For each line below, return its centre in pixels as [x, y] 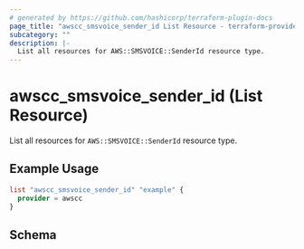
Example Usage [54, 169]
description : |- [40, 43]
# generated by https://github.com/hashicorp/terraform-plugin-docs [141, 18]
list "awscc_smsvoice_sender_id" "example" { [96, 190]
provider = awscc [50, 198]
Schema [33, 235]
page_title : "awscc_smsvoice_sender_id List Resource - [117, 26]
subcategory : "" [40, 34]
